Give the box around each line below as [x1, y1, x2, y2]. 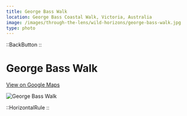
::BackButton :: [6, 41, 42, 48]
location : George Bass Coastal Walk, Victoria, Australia [6, 14, 152, 20]
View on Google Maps [6, 81, 60, 88]
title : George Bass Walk [6, 8, 67, 15]
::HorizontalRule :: [6, 104, 50, 111]
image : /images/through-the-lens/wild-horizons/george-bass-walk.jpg [6, 19, 182, 25]
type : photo [6, 25, 36, 31]
